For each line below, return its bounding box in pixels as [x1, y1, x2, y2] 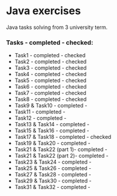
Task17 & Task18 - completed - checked [14, 133, 112, 141]
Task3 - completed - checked [14, 64, 87, 71]
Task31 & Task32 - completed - [14, 184, 91, 191]
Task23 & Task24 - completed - [14, 158, 92, 166]
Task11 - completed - [14, 108, 66, 116]
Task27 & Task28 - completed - [14, 171, 91, 178]
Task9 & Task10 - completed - [14, 102, 88, 109]
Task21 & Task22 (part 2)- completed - [14, 152, 109, 159]
